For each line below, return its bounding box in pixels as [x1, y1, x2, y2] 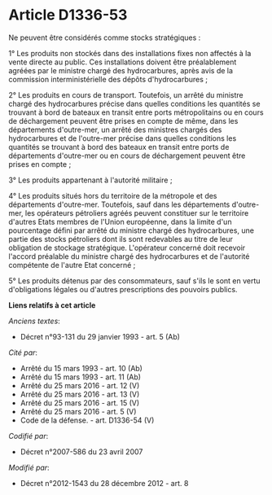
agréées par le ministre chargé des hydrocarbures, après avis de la [8, 65, 234, 75]
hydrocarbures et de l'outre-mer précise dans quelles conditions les [8, 133, 237, 143]
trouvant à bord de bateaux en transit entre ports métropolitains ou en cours [8, 107, 264, 117]
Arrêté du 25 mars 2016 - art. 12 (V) [20, 380, 140, 390]
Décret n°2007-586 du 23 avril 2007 [20, 446, 143, 457]
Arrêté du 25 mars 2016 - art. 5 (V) [20, 406, 137, 416]
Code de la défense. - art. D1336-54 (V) [20, 415, 155, 425]
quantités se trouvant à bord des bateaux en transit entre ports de [8, 142, 230, 151]
